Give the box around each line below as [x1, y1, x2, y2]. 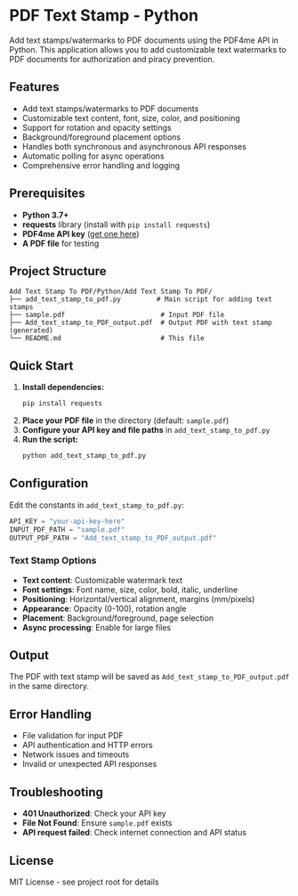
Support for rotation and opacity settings [21, 122, 172, 133]
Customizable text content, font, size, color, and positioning [21, 112, 240, 123]
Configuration [9, 476, 89, 491]
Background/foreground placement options [21, 131, 181, 143]
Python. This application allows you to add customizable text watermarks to [9, 44, 286, 54]
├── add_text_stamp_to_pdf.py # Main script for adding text [9, 295, 273, 304]
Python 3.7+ [21, 209, 69, 220]
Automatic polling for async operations [21, 151, 165, 161]
